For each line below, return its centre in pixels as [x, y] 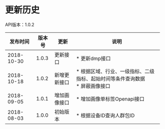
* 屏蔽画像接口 [93, 86]
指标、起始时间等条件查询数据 [110, 78]
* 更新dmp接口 [93, 58]
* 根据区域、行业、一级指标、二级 [115, 71]
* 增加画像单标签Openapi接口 [110, 99]
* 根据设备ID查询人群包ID [105, 115]
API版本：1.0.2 [20, 25]
